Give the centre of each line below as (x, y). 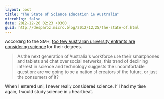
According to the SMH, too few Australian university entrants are (70, 41)
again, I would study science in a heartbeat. (49, 92)
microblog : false (23, 19)
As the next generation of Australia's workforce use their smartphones (88, 56)
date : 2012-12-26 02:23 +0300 (36, 23)
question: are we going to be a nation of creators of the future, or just (87, 72)
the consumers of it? (38, 77)
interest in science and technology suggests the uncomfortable (81, 67)
